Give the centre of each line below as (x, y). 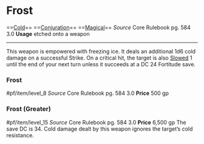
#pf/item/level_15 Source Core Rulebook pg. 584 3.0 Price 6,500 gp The (96, 122)
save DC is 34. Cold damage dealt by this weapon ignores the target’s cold (100, 129)
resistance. (20, 135)
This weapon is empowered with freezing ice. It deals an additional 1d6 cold (101, 51)
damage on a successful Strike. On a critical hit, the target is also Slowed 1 (99, 58)
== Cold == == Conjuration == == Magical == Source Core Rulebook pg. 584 (99, 27)
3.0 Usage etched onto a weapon (48, 33)
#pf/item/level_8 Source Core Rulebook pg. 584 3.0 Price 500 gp (87, 93)
